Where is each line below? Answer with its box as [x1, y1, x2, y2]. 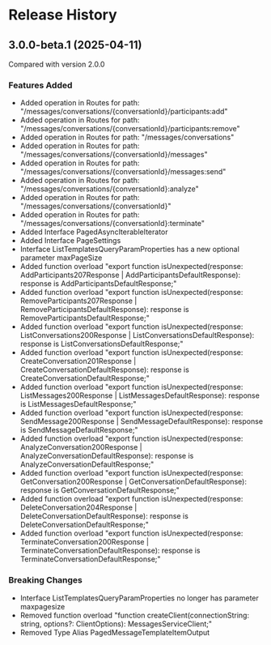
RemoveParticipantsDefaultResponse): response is [19, 305, 189, 314]
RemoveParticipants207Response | [19, 296, 138, 305]
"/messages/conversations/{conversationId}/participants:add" [19, 107, 228, 117]
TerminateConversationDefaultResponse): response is [19, 545, 201, 556]
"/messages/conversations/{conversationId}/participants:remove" [19, 124, 240, 134]
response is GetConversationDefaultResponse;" [19, 485, 180, 495]
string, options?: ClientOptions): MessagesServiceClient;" [19, 618, 213, 629]
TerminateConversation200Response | [19, 537, 150, 547]
